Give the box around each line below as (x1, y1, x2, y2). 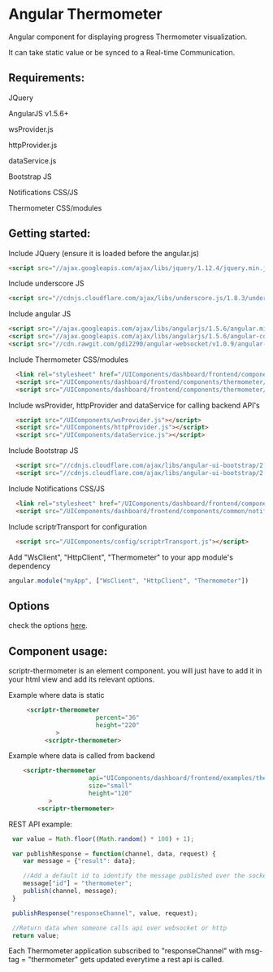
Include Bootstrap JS (8, 446, 79, 455)
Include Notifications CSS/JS (8, 483, 106, 493)
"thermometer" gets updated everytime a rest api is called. (28, 955, 225, 965)
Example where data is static (8, 691, 105, 700)
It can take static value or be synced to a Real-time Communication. (8, 47, 236, 57)
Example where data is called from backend (8, 751, 156, 761)
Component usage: (8, 644, 108, 658)
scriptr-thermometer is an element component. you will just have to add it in (8, 666, 262, 676)
